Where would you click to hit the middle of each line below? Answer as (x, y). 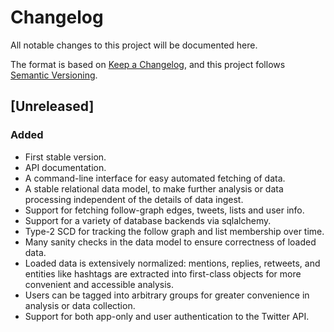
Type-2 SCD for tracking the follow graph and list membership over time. (174, 231)
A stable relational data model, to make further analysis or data (154, 188)
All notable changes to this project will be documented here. (134, 45)
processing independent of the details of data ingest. (134, 199)
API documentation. (65, 167)
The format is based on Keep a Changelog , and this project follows (148, 64)
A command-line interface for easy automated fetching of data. (155, 178)
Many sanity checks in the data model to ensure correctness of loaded (170, 242)
